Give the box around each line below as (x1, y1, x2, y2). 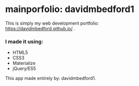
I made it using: (5, 38, 44, 45)
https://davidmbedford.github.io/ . (5, 25, 75, 31)
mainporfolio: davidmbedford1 (5, 4, 134, 15)
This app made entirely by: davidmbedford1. (5, 75, 96, 81)
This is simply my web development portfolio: (5, 20, 99, 26)
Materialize (12, 60, 36, 66)
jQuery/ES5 (12, 65, 36, 71)
